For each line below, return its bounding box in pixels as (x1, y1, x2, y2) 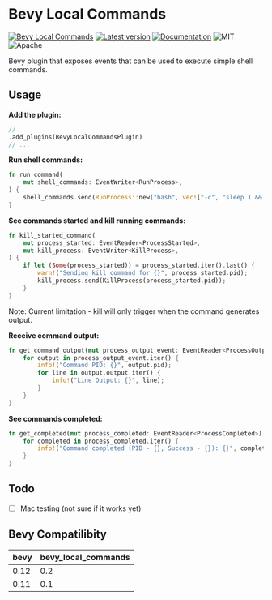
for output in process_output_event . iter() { (23, 354, 180, 362)
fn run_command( (8, 171, 63, 179)
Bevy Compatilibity (8, 528, 107, 542)
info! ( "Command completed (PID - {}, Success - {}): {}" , (37, 444, 237, 452)
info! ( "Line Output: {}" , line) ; (51, 376, 164, 385)
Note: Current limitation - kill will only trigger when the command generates (8, 306, 260, 316)
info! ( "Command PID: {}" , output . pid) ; (37, 362, 172, 370)
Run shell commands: (8, 155, 83, 165)
